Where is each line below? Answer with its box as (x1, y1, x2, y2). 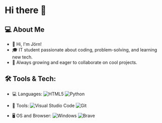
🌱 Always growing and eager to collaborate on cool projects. (12, 59, 138, 65)
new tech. (12, 54, 33, 60)
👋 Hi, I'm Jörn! (12, 41, 42, 47)
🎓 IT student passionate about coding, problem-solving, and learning (12, 47, 157, 52)
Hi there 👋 (5, 5, 46, 16)
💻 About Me (5, 25, 45, 34)
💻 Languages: (12, 91, 43, 97)
